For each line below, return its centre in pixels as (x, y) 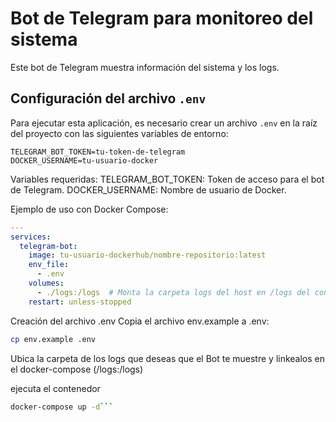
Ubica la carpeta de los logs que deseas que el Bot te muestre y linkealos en (168, 358)
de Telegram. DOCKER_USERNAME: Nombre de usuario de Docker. (148, 189)
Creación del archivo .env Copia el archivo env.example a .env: (140, 321)
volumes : (46, 283)
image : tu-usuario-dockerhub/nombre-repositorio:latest (147, 255)
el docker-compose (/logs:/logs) (77, 369)
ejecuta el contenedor (55, 388)
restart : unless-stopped (80, 302)
